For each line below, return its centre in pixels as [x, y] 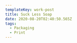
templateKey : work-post [30, 10]
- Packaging [22, 28]
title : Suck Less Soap [29, 14]
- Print [18, 33]
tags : [11, 23]
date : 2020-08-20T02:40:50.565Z [38, 19]
